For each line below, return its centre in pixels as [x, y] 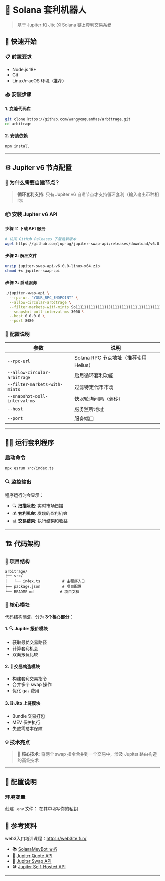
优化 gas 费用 [26, 690]
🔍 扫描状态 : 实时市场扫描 [38, 505]
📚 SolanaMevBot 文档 [35, 849]
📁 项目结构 [18, 561]
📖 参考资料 [21, 826]
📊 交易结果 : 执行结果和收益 [40, 521]
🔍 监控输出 [18, 482]
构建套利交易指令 [29, 678]
